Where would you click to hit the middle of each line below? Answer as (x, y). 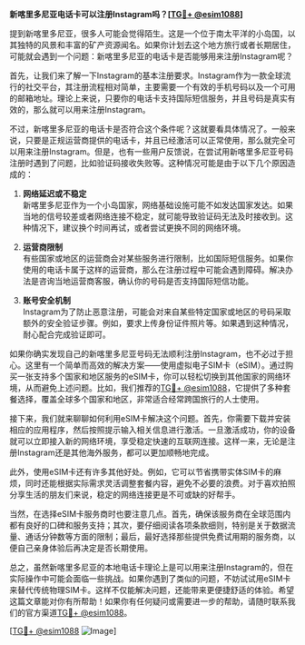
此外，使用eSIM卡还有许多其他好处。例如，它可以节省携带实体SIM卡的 (142, 472)
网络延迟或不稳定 (54, 193)
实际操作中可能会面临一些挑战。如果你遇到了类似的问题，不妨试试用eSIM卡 (150, 579)
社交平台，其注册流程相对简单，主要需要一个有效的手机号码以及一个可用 (160, 87)
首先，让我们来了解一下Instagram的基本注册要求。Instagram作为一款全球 (146, 75)
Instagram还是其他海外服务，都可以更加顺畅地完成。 (115, 452)
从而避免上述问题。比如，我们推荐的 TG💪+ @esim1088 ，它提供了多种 (154, 388)
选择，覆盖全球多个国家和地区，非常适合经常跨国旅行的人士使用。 (140, 399)
